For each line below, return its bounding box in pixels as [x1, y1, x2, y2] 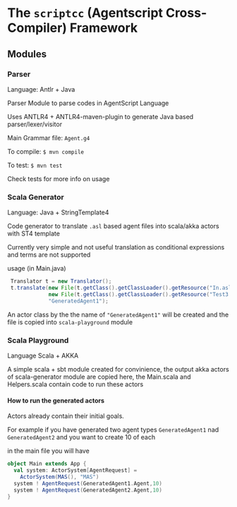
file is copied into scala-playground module [7, 317, 133, 326]
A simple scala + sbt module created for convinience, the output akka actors [7, 365, 229, 373]
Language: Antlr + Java [7, 85, 75, 93]
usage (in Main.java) [7, 264, 66, 273]
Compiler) [7, 20, 67, 36]
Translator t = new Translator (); [10, 278, 112, 285]
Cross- [165, 5, 207, 21]
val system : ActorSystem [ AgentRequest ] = [13, 467, 138, 474]
